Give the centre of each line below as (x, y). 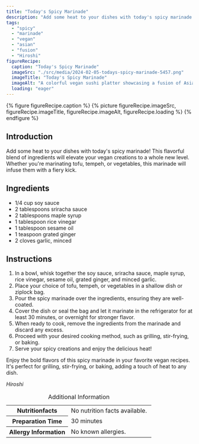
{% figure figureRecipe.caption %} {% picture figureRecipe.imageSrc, (91, 105)
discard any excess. (39, 330)
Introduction (30, 137)
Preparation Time (37, 422)
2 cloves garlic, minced (43, 240)
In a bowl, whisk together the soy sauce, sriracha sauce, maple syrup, (100, 274)
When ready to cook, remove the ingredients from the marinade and (98, 324)
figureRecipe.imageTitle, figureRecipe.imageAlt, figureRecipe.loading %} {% (99, 112)
